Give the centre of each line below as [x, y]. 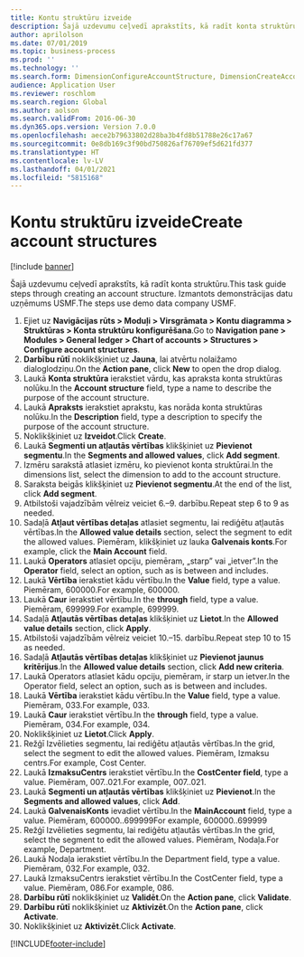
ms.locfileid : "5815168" [57, 177]
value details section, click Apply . [87, 629]
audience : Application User [63, 85]
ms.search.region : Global [59, 102]
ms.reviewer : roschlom [53, 93]
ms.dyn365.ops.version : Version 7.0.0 [83, 128]
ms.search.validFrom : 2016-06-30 [73, 118]
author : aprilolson [47, 34]
